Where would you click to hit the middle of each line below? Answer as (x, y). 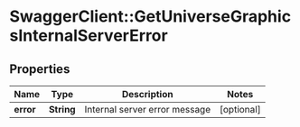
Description (147, 94)
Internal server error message (147, 109)
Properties (40, 69)
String (62, 109)
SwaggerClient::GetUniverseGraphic (150, 17)
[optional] (240, 109)
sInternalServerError (89, 36)
